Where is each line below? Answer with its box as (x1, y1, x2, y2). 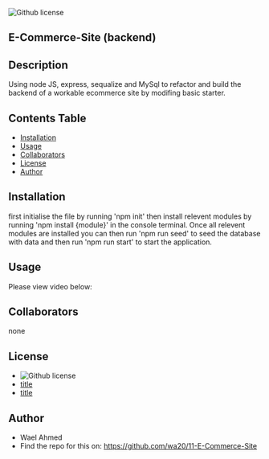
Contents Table (8, 111, 87, 125)
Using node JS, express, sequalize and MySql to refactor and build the (8, 80, 242, 89)
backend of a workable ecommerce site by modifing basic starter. (8, 88, 226, 98)
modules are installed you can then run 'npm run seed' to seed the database (8, 228, 261, 238)
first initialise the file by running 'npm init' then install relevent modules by (8, 211, 252, 221)
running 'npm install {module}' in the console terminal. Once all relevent (8, 219, 246, 229)
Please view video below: (8, 281, 92, 291)
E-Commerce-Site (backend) (8, 31, 157, 44)
